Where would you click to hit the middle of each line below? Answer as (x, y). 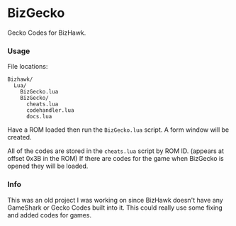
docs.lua (39, 117)
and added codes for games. (50, 215)
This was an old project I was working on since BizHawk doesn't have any (115, 200)
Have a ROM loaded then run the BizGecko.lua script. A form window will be (118, 130)
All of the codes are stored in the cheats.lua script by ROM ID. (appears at (116, 151)
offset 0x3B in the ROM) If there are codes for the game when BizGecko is (116, 159)
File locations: (28, 67)
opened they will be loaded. (48, 166)
